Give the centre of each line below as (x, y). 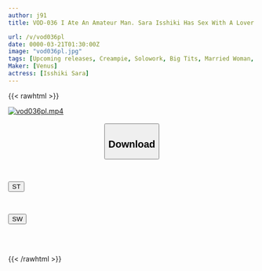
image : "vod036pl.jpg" (45, 52)
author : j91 (27, 15)
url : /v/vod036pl (36, 37)
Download (132, 144)
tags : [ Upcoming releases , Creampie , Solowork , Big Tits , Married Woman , (131, 59)
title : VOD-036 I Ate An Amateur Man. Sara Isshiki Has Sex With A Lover (131, 23)
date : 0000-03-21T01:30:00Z (54, 44)
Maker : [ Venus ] (33, 66)
